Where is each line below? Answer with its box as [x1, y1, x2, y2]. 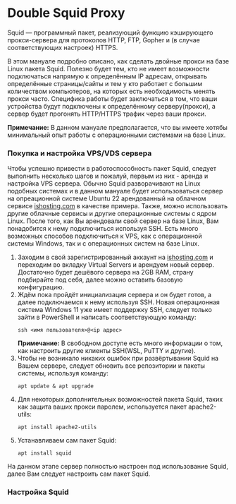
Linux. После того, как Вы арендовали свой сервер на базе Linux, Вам [7, 217, 219, 225]
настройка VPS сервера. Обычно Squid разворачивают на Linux [7, 179, 201, 188]
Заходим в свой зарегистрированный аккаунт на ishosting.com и [17, 253, 213, 262]
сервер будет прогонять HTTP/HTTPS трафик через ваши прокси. [7, 109, 206, 118]
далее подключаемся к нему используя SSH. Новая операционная [17, 298, 221, 306]
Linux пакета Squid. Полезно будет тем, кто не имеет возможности [7, 64, 210, 73]
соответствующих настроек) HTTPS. [7, 43, 118, 52]
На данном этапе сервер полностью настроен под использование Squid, [7, 462, 229, 471]
